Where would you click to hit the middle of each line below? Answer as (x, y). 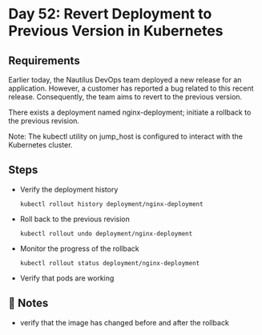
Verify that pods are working (67, 278)
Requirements (44, 61)
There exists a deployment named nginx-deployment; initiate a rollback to (130, 112)
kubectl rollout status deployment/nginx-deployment (110, 263)
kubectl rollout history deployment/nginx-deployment (111, 204)
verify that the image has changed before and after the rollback (125, 322)
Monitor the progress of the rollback (79, 248)
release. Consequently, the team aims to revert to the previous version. (125, 97)
